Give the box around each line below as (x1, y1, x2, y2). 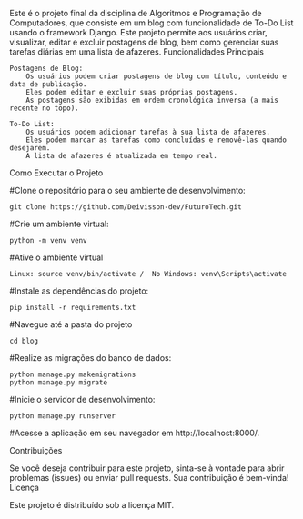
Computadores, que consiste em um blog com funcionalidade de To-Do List (9, 17, 294, 28)
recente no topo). (9, 104, 79, 113)
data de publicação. (9, 80, 88, 89)
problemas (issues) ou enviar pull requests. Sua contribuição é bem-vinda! (9, 473, 289, 483)
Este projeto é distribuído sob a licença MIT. (9, 500, 175, 510)
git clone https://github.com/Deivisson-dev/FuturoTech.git (9, 203, 243, 212)
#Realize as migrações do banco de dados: (9, 353, 172, 363)
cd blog (9, 336, 39, 345)
